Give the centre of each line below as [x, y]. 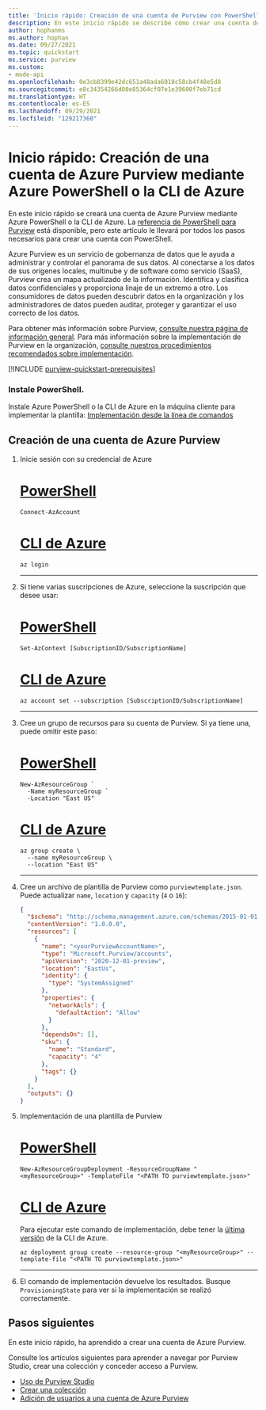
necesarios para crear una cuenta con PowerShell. [91, 238]
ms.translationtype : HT [47, 97]
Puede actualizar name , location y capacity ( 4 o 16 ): [103, 895]
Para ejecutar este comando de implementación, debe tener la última [132, 1229]
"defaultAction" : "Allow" [98, 1012]
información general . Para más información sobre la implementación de [125, 337]
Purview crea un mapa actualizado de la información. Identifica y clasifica [129, 279]
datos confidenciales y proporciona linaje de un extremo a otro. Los [118, 288]
